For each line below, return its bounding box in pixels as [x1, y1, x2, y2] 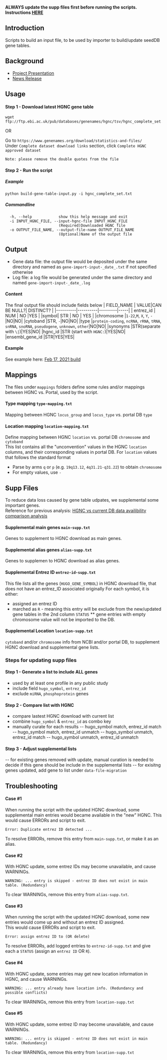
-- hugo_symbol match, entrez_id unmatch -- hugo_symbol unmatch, [12, 729, 154, 735]
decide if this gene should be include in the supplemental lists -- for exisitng [5, 762, 161, 768]
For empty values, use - [12, 469, 62, 475]
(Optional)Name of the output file [58, 232, 133, 237]
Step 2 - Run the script [5, 167, 53, 173]
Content [5, 291, 22, 297]
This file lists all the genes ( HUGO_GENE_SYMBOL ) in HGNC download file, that [5, 580, 157, 586]
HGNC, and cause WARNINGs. [5, 976, 68, 982]
